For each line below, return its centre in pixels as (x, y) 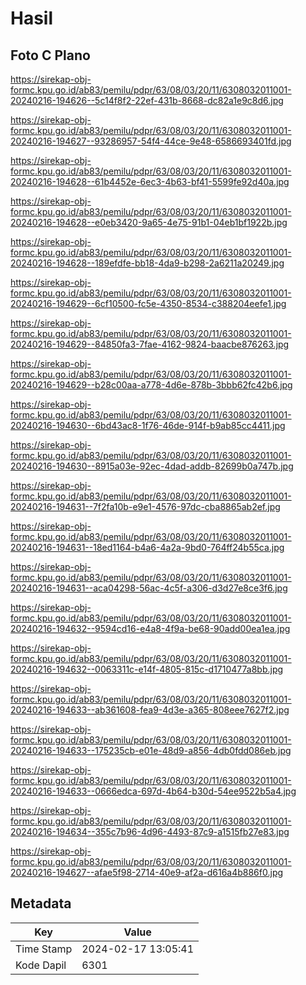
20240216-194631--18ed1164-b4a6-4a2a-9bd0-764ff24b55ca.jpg (147, 547)
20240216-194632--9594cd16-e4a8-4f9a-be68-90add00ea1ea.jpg (150, 628)
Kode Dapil (41, 965)
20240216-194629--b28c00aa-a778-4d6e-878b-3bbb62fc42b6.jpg (151, 385)
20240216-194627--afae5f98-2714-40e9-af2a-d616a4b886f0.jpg (147, 872)
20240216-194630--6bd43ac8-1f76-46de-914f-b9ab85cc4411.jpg (148, 425)
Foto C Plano (50, 55)
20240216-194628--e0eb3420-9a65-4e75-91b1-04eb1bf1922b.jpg (149, 222)
